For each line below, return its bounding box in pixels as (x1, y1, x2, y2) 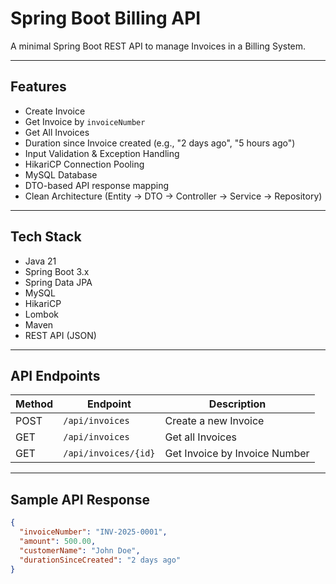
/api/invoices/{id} (63, 448, 156, 459)
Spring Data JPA (24, 276, 93, 288)
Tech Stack (10, 228, 82, 246)
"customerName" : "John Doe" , (19, 545, 141, 556)
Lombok (24, 308, 60, 320)
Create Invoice (24, 105, 86, 117)
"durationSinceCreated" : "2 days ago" (19, 555, 182, 565)
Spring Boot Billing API (10, 7, 202, 30)
